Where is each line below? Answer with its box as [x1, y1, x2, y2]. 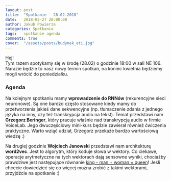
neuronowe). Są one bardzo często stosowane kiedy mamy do [5, 100, 137, 107]
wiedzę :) [5, 133, 25, 139]
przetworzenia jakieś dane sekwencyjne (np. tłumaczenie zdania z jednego [5, 106, 163, 112]
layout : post [5, 7, 33, 13]
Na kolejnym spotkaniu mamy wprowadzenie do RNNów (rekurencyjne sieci [5, 95, 166, 101]
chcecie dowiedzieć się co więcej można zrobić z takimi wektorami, [5, 165, 148, 171]
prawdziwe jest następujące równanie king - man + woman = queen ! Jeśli [5, 159, 160, 166]
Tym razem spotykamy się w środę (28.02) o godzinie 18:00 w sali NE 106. [5, 60, 162, 66]
